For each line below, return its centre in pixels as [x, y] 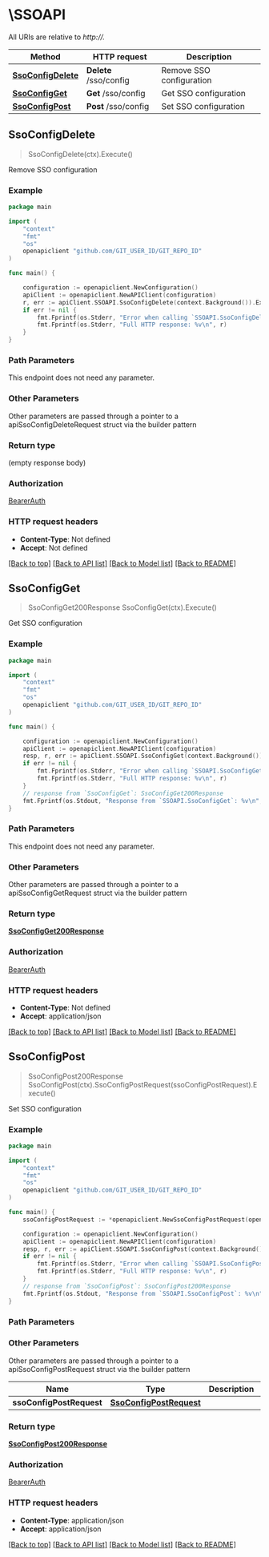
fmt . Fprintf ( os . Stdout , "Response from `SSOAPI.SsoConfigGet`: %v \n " [141, 801]
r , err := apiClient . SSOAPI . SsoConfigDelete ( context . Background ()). [139, 302]
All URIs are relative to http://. [57, 37]
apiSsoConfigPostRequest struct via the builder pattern [99, 1369]
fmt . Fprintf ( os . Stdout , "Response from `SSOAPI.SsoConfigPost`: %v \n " [143, 1293]
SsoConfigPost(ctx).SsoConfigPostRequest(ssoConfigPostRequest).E [143, 1084]
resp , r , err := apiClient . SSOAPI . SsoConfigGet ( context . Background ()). [145, 756]
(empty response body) [47, 462]
